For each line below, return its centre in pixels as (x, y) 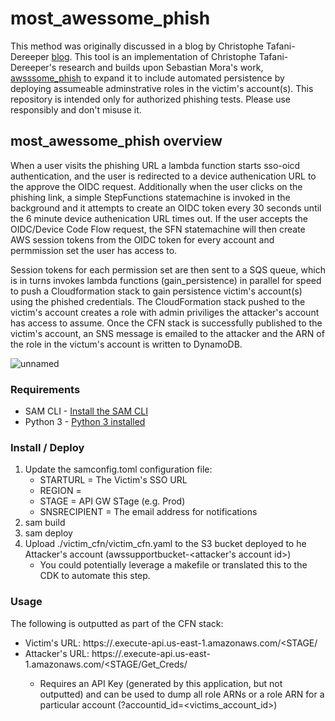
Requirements (45, 389)
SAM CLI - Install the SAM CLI (86, 411)
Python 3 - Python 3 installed (85, 422)
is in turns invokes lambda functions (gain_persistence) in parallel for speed (166, 280)
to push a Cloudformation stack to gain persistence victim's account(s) (156, 291)
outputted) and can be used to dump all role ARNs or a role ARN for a (182, 694)
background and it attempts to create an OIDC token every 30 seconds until (166, 208)
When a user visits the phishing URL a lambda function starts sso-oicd (155, 165)
